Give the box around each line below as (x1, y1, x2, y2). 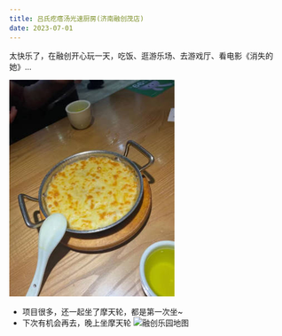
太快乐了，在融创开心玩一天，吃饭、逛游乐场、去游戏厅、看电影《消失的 (9, 50, 273, 61)
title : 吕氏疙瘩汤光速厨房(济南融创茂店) (9, 14, 145, 23)
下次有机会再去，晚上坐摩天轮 (21, 317, 131, 328)
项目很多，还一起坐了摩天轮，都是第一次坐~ (21, 306, 184, 316)
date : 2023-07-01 (9, 23, 74, 33)
